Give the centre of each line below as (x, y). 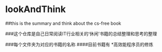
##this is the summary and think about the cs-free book (63, 23)
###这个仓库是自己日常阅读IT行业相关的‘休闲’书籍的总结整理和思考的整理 (81, 33)
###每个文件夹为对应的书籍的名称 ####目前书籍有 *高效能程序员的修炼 (79, 44)
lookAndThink (36, 9)
